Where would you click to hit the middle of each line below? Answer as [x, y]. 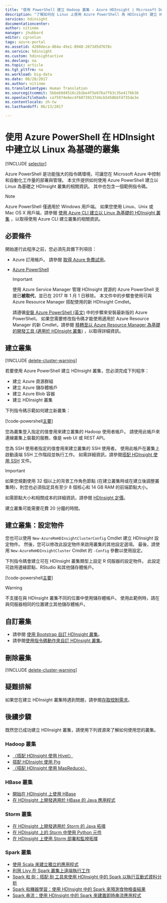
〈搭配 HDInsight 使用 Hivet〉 [43, 755]
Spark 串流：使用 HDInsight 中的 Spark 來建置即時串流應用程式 [77, 895]
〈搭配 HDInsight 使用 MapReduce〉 [50, 768]
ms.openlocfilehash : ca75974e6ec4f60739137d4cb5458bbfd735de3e [72, 97]
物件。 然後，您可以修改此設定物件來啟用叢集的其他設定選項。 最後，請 [82, 544]
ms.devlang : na [21, 61]
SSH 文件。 [22, 460]
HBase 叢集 [19, 782]
